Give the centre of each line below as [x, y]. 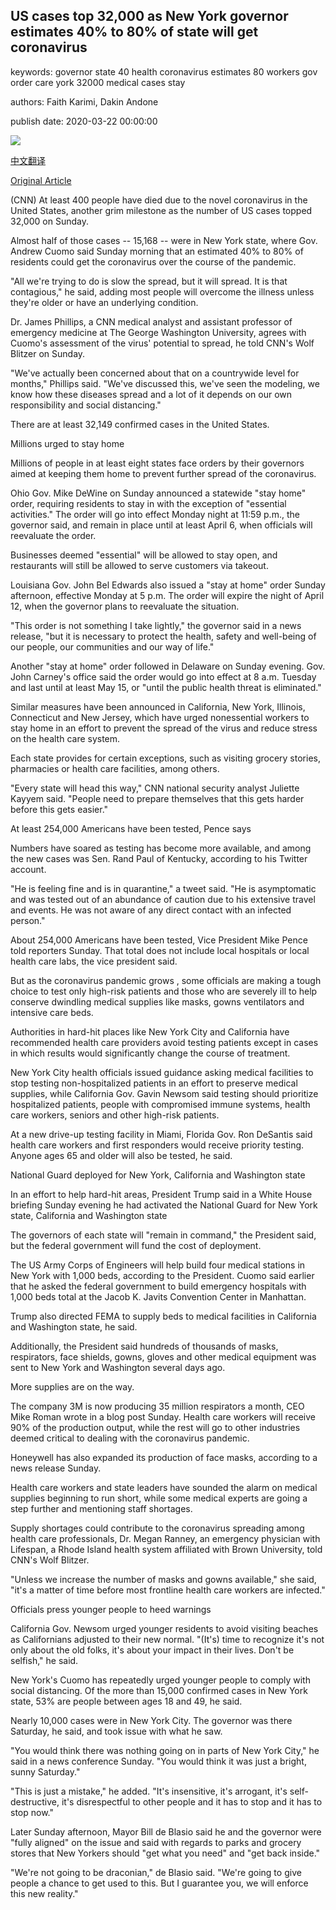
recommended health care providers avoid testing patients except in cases [164, 1042]
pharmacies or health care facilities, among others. [115, 768]
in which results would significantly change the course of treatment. [150, 1053]
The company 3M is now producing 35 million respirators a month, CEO [157, 1406]
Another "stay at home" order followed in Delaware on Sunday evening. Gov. [168, 666]
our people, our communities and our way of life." [112, 646]
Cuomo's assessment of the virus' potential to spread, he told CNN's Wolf [162, 343]
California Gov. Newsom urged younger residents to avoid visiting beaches [164, 1628]
